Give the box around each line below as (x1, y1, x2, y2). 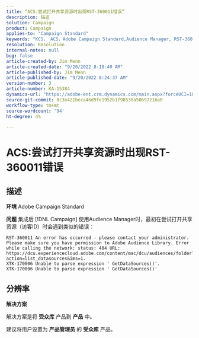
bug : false (6, 53, 33, 59)
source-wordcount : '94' (6, 108, 65, 114)
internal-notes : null (6, 47, 60, 53)
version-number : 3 (6, 81, 52, 87)
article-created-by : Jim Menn (6, 58, 81, 64)
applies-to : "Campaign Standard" (6, 31, 89, 37)
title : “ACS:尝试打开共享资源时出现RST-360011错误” (6, 8, 125, 15)
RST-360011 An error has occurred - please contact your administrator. (6, 235, 190, 241)
